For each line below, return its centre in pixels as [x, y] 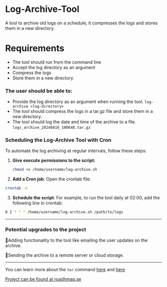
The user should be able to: [39, 91]
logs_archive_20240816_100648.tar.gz [51, 128]
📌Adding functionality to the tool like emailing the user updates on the [77, 240]
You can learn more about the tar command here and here [65, 270]
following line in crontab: [38, 203]
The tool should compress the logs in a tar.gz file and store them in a [83, 111]
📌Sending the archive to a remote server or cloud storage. [65, 255]
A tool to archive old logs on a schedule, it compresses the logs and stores [82, 23]
